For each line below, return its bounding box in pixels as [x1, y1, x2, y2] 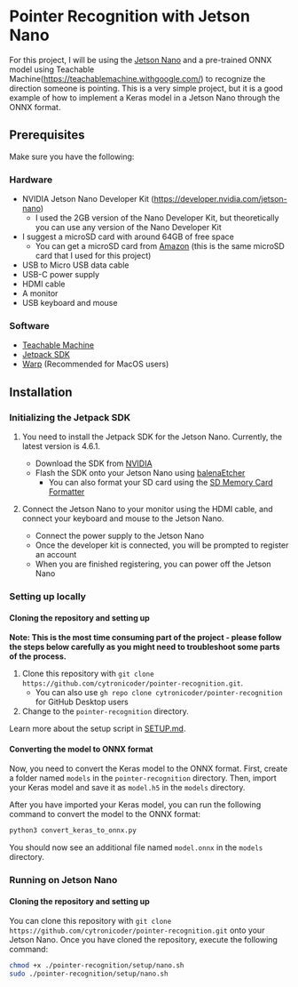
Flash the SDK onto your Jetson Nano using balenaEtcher [35, 468, 246, 478]
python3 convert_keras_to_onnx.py [9, 826, 137, 835]
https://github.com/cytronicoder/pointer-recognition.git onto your [9, 925, 265, 935]
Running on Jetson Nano [9, 874, 118, 887]
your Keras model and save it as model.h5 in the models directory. [9, 782, 246, 793]
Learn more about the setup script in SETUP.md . [9, 723, 186, 734]
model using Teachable [9, 64, 95, 75]
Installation [9, 384, 73, 399]
